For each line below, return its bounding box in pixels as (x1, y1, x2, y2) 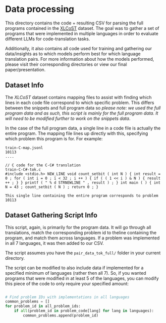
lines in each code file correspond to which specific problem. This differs (5, 100, 155, 106)
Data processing (5, 3, 74, 15)
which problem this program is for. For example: (5, 135, 103, 141)
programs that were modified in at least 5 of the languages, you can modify (5, 275, 159, 281)
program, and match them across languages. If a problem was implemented (5, 235, 160, 241)
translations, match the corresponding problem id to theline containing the (5, 229, 157, 235)
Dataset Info (5, 81, 44, 90)
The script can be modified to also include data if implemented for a (5, 265, 144, 271)
